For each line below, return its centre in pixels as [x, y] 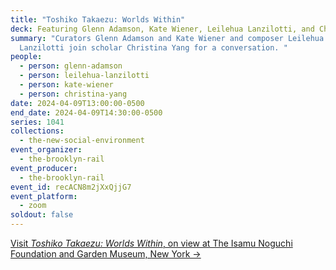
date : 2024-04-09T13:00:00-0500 [77, 103]
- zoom [33, 206]
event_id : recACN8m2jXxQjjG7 [71, 187]
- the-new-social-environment [82, 141]
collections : [37, 131]
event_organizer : [46, 150]
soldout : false [42, 215]
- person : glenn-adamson [71, 66]
